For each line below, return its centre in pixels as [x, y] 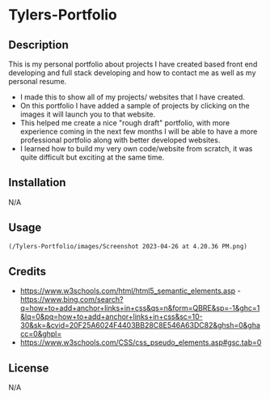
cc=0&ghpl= [41, 334]
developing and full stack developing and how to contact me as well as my [132, 73]
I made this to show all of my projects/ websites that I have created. [132, 97]
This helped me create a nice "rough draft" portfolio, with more [125, 123]
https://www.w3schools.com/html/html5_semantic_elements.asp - [130, 291]
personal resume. [38, 81]
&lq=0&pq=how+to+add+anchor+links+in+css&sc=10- [112, 316]
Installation [37, 183]
